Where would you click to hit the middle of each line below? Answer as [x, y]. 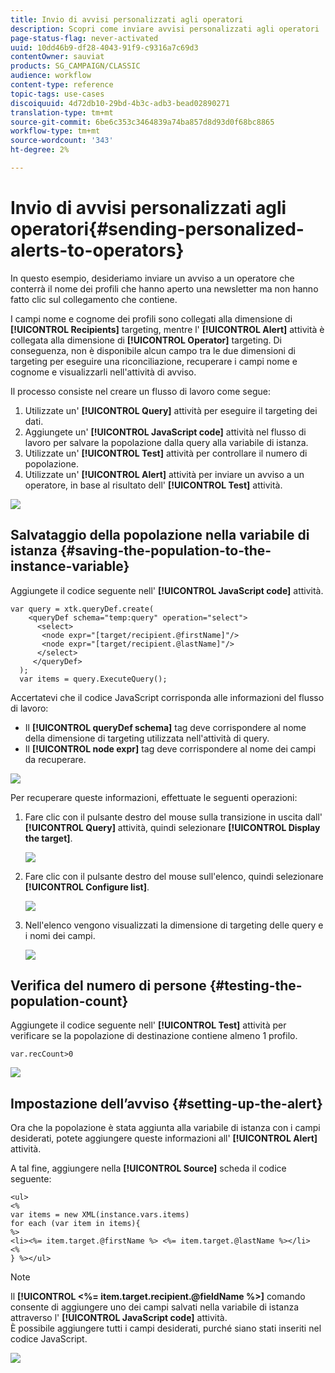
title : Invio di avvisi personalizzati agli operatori [127, 19]
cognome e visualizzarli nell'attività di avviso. [103, 372]
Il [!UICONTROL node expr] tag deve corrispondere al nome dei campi [170, 748]
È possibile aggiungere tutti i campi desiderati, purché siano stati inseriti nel [166, 1328]
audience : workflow [51, 76]
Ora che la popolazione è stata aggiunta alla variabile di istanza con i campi [165, 1128]
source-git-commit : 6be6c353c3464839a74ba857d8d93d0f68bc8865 [142, 122]
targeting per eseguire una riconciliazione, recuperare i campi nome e [154, 361]
